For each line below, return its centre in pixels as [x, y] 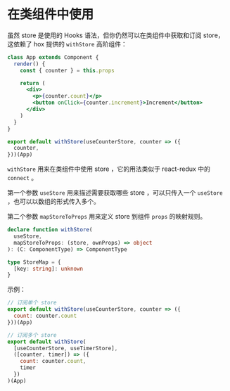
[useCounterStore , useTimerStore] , [66, 348]
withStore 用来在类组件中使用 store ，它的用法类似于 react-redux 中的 [109, 169]
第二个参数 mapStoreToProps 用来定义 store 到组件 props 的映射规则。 [107, 217]
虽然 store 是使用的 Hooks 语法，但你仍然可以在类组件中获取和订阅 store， [116, 35]
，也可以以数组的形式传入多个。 [53, 202]
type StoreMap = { [34, 262]
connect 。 [23, 178]
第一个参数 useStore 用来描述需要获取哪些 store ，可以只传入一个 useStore [115, 193]
